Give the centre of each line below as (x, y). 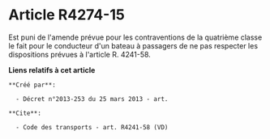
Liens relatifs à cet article (52, 69)
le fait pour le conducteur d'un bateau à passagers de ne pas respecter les (133, 45)
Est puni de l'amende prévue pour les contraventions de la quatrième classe (135, 37)
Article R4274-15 (67, 15)
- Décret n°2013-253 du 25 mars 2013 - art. (92, 99)
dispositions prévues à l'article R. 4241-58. (80, 54)
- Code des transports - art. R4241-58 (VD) (92, 127)
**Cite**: (25, 113)
